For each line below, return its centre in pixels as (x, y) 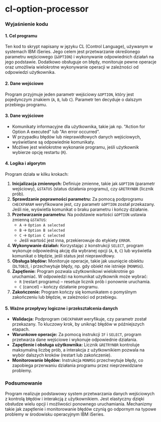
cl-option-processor (47, 9)
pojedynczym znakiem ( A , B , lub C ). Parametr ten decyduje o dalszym (73, 99)
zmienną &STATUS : (29, 219)
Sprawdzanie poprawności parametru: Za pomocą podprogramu (78, 199)
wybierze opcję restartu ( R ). (40, 152)
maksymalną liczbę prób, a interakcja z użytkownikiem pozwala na (78, 350)
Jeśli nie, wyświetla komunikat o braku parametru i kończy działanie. (80, 209)
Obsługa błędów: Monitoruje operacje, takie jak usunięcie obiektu (78, 261)
